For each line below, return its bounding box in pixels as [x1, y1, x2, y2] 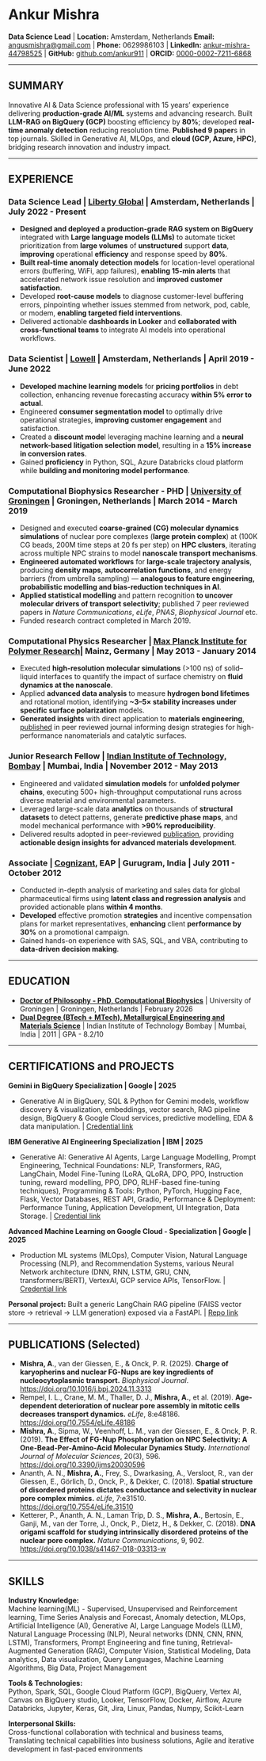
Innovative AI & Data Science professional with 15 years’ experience [8, 100, 230, 109]
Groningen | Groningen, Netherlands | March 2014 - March [8, 495, 237, 506]
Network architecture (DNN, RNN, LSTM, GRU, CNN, [19, 1266, 192, 1277]
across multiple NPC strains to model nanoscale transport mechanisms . [19, 548, 258, 558]
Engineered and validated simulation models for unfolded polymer [19, 778, 240, 788]
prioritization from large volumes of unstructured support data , [19, 241, 230, 250]
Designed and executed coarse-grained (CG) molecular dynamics [19, 523, 239, 533]
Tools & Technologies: [8, 1679, 83, 1688]
